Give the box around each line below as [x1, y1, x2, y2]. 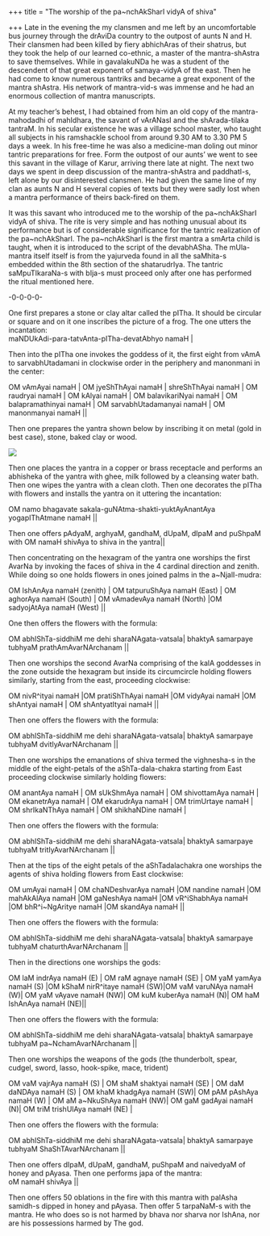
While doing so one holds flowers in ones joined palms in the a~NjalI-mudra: [8, 570, 262, 580]
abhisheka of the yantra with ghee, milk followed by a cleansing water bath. [8, 471, 260, 481]
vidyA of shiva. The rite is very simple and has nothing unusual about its [8, 217, 247, 226]
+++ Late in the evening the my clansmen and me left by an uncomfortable [8, 23, 256, 31]
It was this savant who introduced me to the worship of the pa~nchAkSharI [8, 208, 257, 217]
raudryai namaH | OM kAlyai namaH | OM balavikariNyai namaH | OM [8, 391, 238, 400]
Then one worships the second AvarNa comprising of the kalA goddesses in [8, 658, 261, 668]
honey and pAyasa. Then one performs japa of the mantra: [8, 1168, 203, 1178]
